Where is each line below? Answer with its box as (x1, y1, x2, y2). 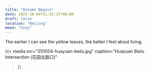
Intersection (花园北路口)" (5, 54, 58, 60)
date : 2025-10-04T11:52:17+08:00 (5, 12, 74, 17)
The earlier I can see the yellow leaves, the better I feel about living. (5, 39, 143, 45)
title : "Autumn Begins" (5, 7, 54, 12)
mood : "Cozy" (5, 25, 32, 30)
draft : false (5, 16, 32, 21)
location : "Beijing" (5, 21, 48, 26)
